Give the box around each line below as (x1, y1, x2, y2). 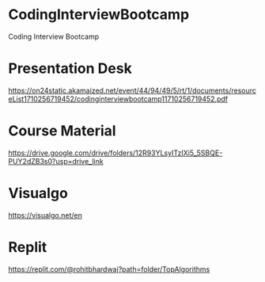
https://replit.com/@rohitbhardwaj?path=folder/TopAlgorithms (8, 264, 210, 274)
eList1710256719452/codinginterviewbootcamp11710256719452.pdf (8, 93, 229, 104)
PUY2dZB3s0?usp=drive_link (8, 156, 104, 166)
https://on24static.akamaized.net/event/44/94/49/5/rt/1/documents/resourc (8, 86, 257, 95)
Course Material (8, 122, 116, 140)
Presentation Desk (8, 59, 132, 78)
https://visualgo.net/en (8, 210, 83, 219)
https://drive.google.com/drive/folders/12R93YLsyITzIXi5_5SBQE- (8, 148, 223, 158)
